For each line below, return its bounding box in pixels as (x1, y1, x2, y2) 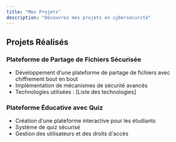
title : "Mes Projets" (6, 8, 62, 15)
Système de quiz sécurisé (15, 124, 80, 131)
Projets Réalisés (6, 37, 69, 47)
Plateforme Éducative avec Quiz (6, 104, 104, 112)
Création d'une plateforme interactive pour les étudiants (15, 117, 157, 124)
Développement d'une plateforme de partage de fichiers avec (15, 69, 171, 76)
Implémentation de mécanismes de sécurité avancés (15, 82, 148, 89)
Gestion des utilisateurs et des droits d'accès (15, 130, 129, 137)
